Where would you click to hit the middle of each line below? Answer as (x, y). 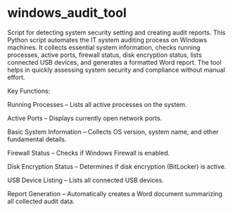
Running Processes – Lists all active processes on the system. (97, 104)
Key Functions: (29, 91)
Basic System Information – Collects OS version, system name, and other (113, 132)
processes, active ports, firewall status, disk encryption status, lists (105, 55)
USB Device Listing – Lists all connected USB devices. (86, 180)
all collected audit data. (41, 201)
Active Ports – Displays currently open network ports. (85, 118)
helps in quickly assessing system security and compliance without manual (116, 70)
